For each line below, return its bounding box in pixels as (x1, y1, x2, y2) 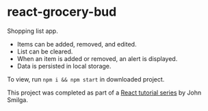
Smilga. (7, 95, 29, 103)
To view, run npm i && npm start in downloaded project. (7, 75, 165, 83)
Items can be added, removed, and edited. (16, 40, 137, 48)
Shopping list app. (7, 27, 58, 35)
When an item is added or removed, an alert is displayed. (16, 54, 178, 62)
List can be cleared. (16, 47, 73, 56)
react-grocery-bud (7, 4, 117, 20)
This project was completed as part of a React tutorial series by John (7, 88, 202, 97)
